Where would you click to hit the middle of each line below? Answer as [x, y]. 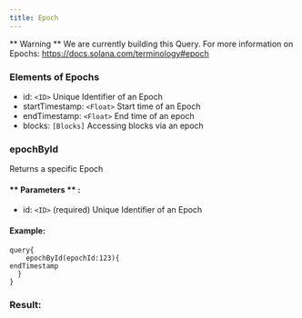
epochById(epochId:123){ [73, 258]
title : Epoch [34, 18]
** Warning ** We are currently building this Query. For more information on [151, 44]
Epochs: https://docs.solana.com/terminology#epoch [109, 53]
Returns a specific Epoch [56, 169]
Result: [25, 304]
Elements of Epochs [55, 76]
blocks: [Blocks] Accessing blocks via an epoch [113, 125]
